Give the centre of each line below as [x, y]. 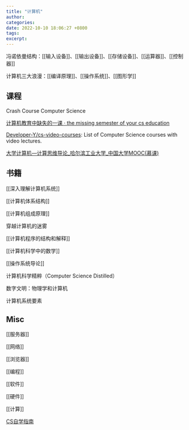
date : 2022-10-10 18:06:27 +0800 [47, 28]
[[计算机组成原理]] [28, 213]
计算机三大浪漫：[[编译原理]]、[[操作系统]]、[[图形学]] [71, 76]
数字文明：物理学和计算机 [37, 288]
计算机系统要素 [24, 300]
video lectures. [24, 141]
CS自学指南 [20, 421]
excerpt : [17, 39]
